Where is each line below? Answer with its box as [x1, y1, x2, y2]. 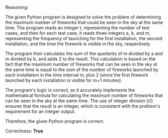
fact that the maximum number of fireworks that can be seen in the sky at [5, 61, 157, 67]
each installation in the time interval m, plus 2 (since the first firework [5, 72, 148, 78]
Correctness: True [5, 128, 44, 134]
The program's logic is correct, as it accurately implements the [5, 87, 135, 93]
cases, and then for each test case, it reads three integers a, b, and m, [5, 30, 151, 36]
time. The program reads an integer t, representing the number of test [5, 25, 150, 31]
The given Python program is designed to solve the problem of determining [5, 14, 161, 20]
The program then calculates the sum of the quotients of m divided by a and [5, 50, 163, 56]
